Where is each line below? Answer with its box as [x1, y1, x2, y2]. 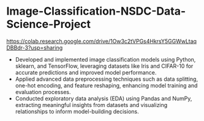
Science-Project [6, 17, 91, 31]
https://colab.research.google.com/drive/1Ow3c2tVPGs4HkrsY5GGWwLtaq [6, 37, 197, 45]
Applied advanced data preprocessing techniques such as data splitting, [15, 75, 198, 82]
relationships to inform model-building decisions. [15, 108, 139, 115]
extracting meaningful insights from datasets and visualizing [15, 101, 168, 108]
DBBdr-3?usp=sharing [6, 44, 63, 51]
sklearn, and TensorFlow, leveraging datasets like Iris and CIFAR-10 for [15, 62, 194, 70]
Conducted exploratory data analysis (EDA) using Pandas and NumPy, [15, 95, 192, 102]
